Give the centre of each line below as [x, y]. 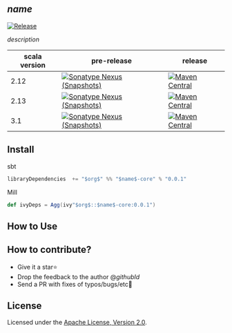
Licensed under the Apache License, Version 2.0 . [77, 323]
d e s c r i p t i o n [23, 39]
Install [21, 150]
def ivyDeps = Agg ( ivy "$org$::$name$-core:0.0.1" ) [81, 204]
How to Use [32, 226]
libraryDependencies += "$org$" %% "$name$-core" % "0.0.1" [97, 179]
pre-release [112, 61]
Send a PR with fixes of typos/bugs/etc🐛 [75, 284]
